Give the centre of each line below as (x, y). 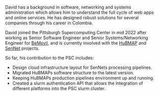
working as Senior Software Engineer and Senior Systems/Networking (77, 38)
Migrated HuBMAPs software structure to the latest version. (73, 73)
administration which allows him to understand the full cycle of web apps (79, 12)
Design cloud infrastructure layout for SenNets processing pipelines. (82, 67)
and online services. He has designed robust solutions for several (72, 18)
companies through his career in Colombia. (49, 23)
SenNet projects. (22, 48)
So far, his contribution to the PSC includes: (50, 58)
